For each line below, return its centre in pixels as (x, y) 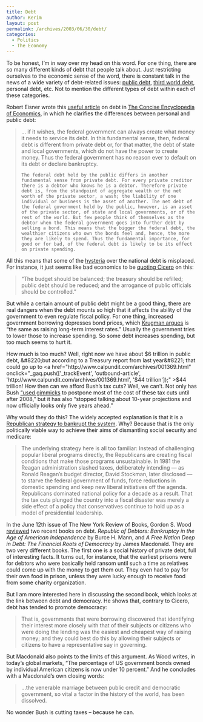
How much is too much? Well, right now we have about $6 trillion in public (98, 354)
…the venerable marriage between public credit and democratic (101, 687)
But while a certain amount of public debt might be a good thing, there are (98, 303)
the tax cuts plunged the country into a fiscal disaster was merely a (105, 500)
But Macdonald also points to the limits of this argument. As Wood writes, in (101, 656)
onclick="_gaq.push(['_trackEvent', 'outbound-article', (74, 373)
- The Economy (29, 46)
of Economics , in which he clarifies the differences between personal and (98, 113)
